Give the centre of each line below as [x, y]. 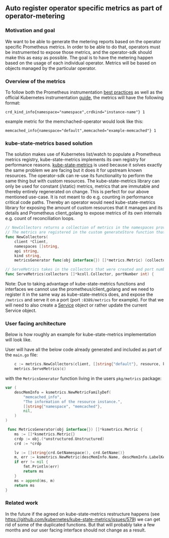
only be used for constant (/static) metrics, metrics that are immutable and [82, 186]
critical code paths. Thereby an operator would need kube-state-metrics [80, 202]
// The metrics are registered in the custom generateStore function [80, 233]
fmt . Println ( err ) [41, 467]
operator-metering [35, 16]
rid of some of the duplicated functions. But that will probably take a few [80, 524]
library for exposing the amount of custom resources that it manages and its [84, 208]
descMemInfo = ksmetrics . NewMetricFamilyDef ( [63, 392]
